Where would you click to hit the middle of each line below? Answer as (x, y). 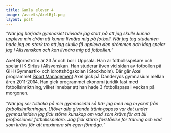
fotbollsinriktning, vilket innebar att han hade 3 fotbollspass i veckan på (80, 87)
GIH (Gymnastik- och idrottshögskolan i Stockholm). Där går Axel (74, 71)
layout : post (20, 19)
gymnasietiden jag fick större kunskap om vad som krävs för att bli (76, 114)
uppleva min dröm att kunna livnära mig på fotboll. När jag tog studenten (82, 39)
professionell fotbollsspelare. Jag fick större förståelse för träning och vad (84, 120)
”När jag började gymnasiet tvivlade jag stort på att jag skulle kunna (78, 34)
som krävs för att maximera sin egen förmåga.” (56, 125)
